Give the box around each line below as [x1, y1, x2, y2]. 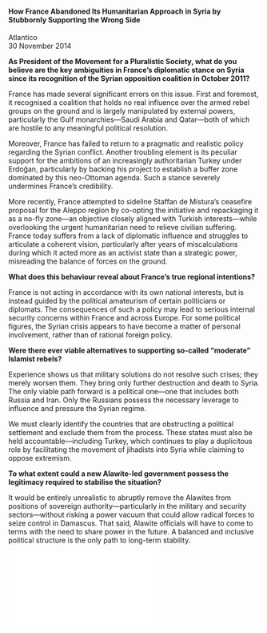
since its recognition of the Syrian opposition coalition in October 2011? [8, 74, 250, 83]
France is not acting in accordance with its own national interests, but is [8, 288, 244, 297]
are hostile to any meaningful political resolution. [8, 123, 169, 133]
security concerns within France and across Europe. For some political [8, 313, 241, 323]
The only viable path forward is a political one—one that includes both [8, 387, 239, 397]
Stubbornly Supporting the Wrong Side [8, 14, 141, 24]
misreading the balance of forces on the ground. [8, 256, 168, 266]
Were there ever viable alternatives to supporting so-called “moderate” [8, 345, 251, 356]
